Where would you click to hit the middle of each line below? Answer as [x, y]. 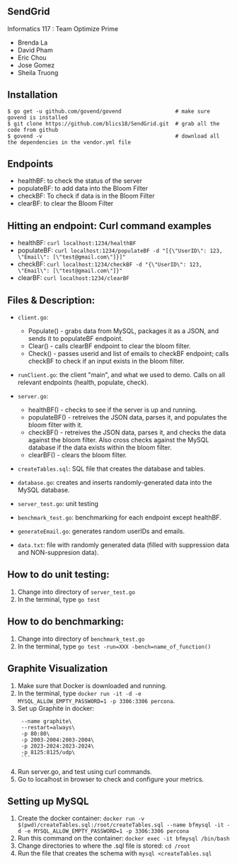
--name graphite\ [46, 721]
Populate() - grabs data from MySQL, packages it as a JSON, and [123, 331]
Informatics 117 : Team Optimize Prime [63, 28]
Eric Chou [32, 57]
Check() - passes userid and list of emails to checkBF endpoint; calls [128, 354]
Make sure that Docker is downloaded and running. [92, 685]
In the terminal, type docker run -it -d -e [79, 693]
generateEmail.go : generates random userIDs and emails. [101, 532]
